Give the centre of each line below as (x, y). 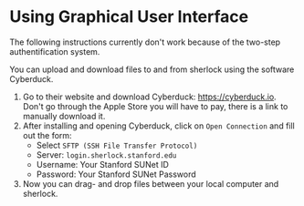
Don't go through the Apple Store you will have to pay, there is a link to (155, 106)
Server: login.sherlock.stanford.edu (106, 154)
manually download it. (64, 116)
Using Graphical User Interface (129, 17)
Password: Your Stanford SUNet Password (116, 174)
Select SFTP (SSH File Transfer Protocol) (117, 145)
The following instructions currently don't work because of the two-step (145, 42)
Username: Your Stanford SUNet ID (102, 164)
